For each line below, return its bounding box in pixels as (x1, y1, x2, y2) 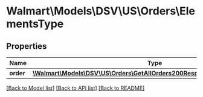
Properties (6, 41, 47, 51)
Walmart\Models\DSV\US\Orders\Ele (6, 4, 195, 18)
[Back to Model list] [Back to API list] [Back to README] (6, 84, 145, 92)
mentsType (6, 17, 64, 31)
